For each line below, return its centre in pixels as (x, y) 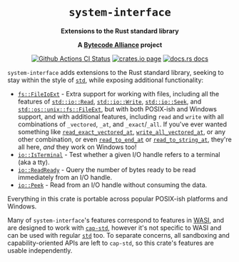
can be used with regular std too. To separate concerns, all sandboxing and (118, 235)
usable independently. (40, 250)
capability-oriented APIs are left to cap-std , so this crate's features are (111, 243)
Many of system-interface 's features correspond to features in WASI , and (116, 220)
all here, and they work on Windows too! (77, 147)
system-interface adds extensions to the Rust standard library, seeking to (116, 72)
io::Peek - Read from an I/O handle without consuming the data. (112, 185)
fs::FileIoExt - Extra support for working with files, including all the (118, 94)
